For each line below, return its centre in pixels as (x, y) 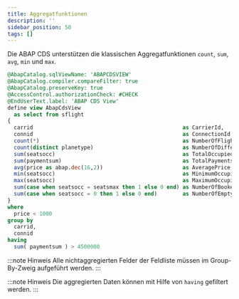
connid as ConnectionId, (124, 135)
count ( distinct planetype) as (102, 147)
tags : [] (20, 34)
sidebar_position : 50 (39, 27)
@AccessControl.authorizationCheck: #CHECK (73, 94)
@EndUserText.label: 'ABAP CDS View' (63, 101)
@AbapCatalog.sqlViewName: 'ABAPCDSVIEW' (70, 75)
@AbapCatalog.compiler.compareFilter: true (73, 82)
